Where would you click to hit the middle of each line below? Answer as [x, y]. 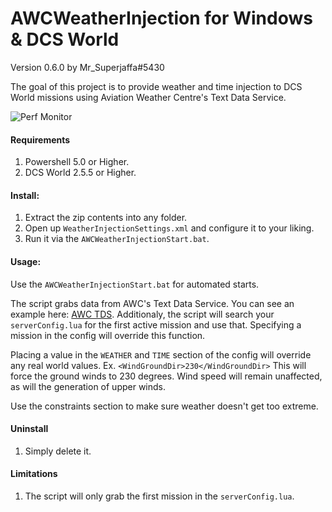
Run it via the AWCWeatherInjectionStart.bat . [117, 239]
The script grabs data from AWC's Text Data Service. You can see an [152, 303]
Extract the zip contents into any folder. [106, 218]
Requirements [40, 139]
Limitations [34, 474]
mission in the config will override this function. [108, 335]
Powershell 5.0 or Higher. [77, 162]
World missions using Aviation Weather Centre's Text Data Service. [148, 97]
